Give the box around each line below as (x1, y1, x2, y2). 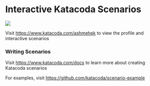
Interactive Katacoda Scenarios (5, 4, 141, 15)
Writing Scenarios (5, 48, 51, 55)
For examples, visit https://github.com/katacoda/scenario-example (5, 75, 145, 81)
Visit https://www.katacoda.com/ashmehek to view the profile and (5, 30, 144, 36)
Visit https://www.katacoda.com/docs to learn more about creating (5, 60, 145, 66)
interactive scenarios (5, 35, 49, 41)
